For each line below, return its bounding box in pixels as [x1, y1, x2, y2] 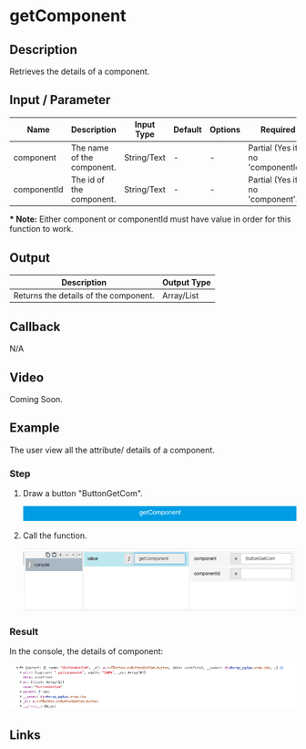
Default [172, 124, 202, 135]
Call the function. [22, 530, 87, 541]
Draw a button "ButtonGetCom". [22, 488, 143, 499]
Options [209, 124, 241, 135]
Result [9, 625, 39, 638]
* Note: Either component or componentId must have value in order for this [9, 213, 291, 224]
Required [260, 124, 296, 135]
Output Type [162, 276, 211, 287]
